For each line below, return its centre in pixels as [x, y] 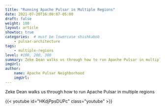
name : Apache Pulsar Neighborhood [49, 73]
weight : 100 [17, 23]
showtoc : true [20, 32]
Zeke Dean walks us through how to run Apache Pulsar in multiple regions [80, 91]
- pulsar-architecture [37, 42]
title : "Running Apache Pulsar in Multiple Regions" [60, 10]
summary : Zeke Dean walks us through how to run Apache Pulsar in [74, 60]
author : [13, 69]
